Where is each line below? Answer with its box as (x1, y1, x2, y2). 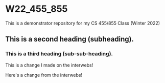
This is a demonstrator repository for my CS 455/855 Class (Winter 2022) (5, 20, 160, 26)
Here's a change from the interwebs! (5, 72, 83, 78)
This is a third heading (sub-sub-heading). (5, 50, 113, 57)
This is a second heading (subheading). (5, 35, 134, 44)
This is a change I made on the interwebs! (5, 62, 93, 68)
